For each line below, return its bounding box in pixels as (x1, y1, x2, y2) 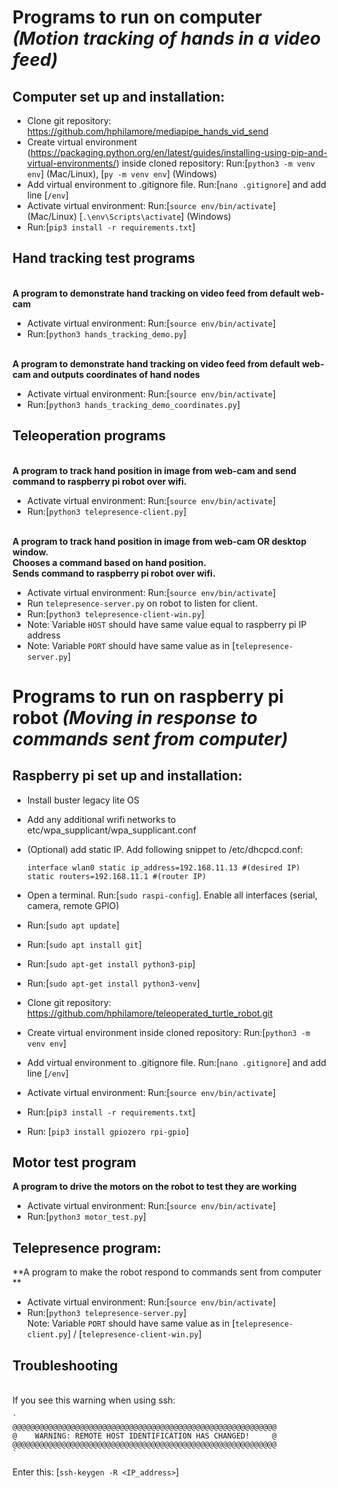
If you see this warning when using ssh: (12, 1394, 176, 1406)
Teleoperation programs (12, 427, 167, 445)
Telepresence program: (12, 1239, 162, 1256)
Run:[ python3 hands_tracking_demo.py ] (26, 327, 187, 340)
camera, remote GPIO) (26, 899, 120, 911)
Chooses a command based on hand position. (12, 556, 207, 568)
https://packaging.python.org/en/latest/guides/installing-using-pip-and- (30, 147, 328, 158)
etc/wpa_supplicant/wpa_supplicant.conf (26, 824, 197, 836)
